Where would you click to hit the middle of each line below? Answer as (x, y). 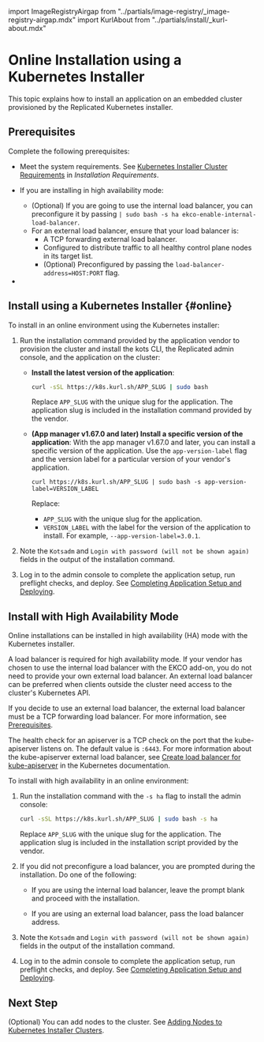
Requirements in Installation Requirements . (89, 175)
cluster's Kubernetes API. (49, 693)
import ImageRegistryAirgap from (62, 11)
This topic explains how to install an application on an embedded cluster (125, 99)
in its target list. (68, 255)
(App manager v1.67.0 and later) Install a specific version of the (137, 434)
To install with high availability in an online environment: (99, 781)
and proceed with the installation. (86, 899)
